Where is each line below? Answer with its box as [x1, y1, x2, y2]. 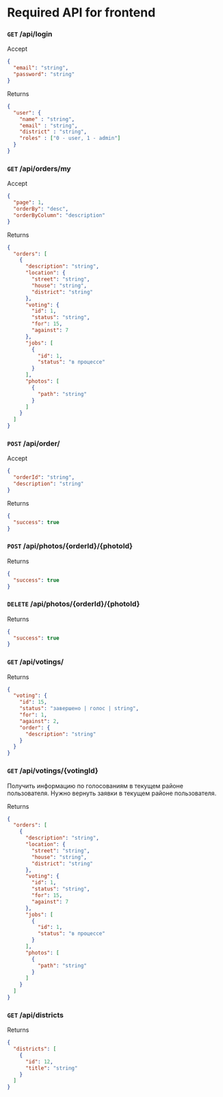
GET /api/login [7, 30, 53, 39]
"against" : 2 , [19, 718, 60, 724]
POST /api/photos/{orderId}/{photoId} [7, 541, 133, 551]
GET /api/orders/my [7, 163, 71, 173]
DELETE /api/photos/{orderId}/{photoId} [7, 599, 140, 609]
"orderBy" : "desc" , [13, 206, 69, 213]
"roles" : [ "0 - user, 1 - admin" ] [19, 135, 121, 142]
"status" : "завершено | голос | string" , [19, 705, 139, 712]
